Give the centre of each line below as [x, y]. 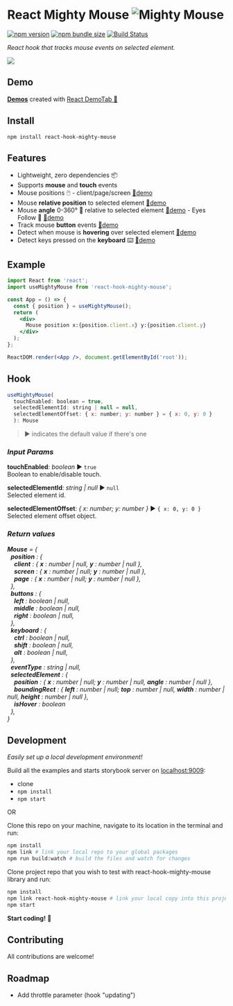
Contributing [35, 940]
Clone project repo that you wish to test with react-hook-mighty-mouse [109, 872]
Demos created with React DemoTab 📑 [62, 99]
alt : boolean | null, [41, 652]
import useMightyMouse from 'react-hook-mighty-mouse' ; [89, 287]
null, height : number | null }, [48, 697]
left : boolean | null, [42, 601]
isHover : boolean [40, 704]
